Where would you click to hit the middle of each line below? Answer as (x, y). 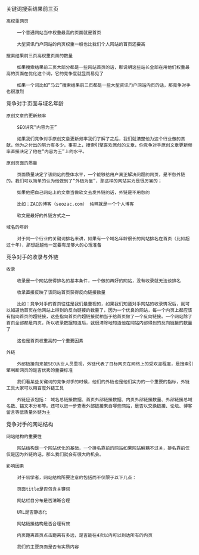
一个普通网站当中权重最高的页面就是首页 (59, 33)
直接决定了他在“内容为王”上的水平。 (49, 151)
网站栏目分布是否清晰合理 (43, 501)
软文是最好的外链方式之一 (43, 216)
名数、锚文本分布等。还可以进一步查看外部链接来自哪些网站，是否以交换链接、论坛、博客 (99, 406)
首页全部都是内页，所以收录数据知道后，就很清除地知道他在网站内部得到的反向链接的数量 (99, 323)
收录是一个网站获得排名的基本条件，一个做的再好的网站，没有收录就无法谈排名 (99, 281)
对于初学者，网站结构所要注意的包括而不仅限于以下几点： (77, 478)
